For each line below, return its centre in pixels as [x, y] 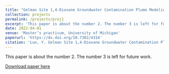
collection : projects [28, 14]
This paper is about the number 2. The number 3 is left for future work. [78, 56]
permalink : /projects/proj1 [35, 19]
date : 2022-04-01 [23, 28]
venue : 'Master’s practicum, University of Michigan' [63, 33]
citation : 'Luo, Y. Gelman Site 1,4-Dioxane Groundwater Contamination [82, 42]
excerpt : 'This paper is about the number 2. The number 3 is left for [82, 24]
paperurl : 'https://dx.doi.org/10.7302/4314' [54, 38]
